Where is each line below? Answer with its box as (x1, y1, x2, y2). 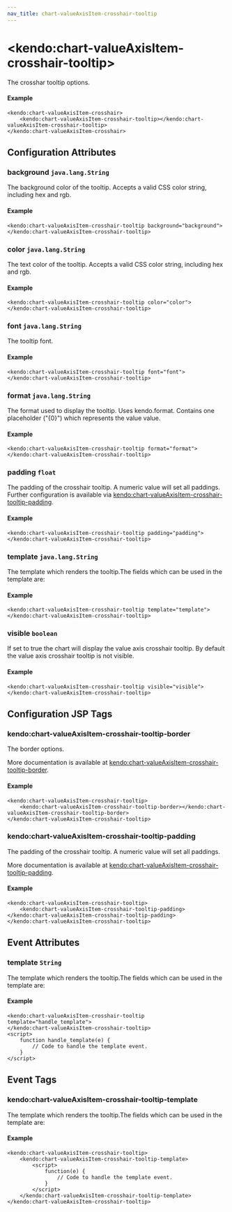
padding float (7, 467, 56, 477)
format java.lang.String (7, 391, 91, 401)
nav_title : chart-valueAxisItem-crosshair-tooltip (7, 10, 157, 17)
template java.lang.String (7, 552, 99, 561)
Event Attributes (7, 937, 80, 949)
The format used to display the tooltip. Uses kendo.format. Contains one (7, 406, 215, 414)
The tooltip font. (7, 337, 54, 345)
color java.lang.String (7, 244, 86, 254)
